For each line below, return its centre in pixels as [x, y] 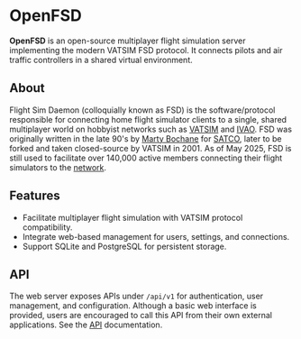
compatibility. [47, 227]
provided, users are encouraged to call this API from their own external [141, 316]
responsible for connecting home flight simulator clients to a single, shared [148, 119]
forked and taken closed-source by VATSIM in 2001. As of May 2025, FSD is [150, 148]
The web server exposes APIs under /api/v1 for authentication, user [137, 296]
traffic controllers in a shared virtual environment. [101, 60]
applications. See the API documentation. [86, 325]
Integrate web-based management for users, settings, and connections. [156, 236]
